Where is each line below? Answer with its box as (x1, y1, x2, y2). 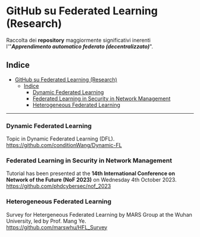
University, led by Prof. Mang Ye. (6, 217, 86, 224)
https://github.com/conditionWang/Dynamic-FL (6, 142, 122, 149)
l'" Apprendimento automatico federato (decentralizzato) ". (6, 43, 154, 50)
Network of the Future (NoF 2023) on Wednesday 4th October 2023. (6, 176, 177, 183)
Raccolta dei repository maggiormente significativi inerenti (6, 36, 151, 43)
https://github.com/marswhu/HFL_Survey (6, 223, 108, 230)
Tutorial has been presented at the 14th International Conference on (6, 170, 176, 177)
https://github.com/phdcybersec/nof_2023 (6, 183, 111, 190)
